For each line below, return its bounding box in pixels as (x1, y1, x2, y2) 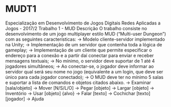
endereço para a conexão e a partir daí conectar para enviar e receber (5, 52, 154, 59)
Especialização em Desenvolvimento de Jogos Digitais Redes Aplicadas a (5, 20, 161, 26)
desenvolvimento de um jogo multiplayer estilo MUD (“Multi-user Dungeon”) (5, 31, 166, 37)
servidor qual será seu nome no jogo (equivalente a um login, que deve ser (5, 68, 163, 74)
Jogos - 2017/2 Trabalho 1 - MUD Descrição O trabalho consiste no (5, 25, 147, 31)
